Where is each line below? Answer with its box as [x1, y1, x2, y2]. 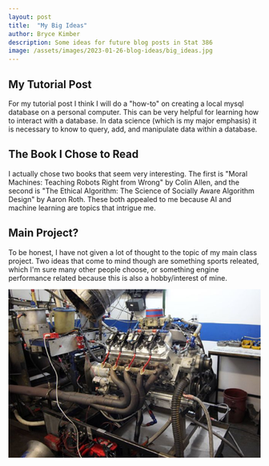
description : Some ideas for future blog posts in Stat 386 [8, 38, 214, 47]
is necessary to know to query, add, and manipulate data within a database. [8, 124, 258, 134]
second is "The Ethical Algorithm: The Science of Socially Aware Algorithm [8, 185, 255, 196]
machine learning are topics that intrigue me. [8, 203, 156, 213]
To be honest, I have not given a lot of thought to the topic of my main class [8, 247, 258, 257]
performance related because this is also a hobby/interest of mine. [8, 273, 228, 282]
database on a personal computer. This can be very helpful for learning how [8, 107, 259, 116]
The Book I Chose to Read [8, 148, 139, 161]
